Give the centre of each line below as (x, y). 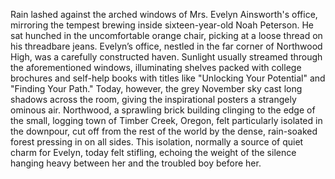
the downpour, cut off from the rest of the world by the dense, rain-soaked (164, 131)
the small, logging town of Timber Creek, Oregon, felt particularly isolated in (166, 120)
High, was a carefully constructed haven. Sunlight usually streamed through (166, 57)
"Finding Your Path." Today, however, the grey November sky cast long (156, 88)
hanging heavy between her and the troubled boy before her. (136, 163)
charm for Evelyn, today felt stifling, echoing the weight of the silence (153, 152)
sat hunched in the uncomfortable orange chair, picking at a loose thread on (166, 35)
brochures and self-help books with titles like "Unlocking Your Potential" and (168, 78)
